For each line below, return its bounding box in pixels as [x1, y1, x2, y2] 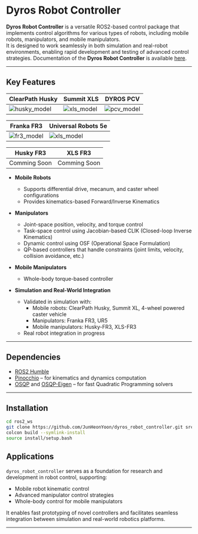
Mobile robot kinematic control [14, 485, 90, 492]
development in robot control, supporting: [6, 474, 107, 481]
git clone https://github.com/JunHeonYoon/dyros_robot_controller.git [6, 424, 183, 431]
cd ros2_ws [6, 419, 33, 425]
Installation [6, 403, 48, 413]
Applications [6, 452, 54, 462]
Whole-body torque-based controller [23, 275, 114, 282]
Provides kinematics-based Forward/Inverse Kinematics [23, 198, 160, 205]
